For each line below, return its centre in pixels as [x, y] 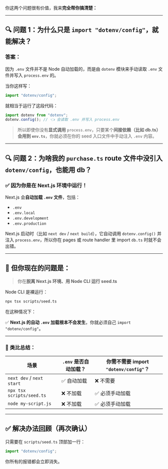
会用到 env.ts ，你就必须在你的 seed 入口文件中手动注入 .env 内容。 [87, 136]
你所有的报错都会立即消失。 [34, 461]
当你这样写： [18, 86]
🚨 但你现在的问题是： [38, 268]
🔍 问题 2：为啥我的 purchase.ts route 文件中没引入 [84, 158]
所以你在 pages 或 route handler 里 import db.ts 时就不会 [103, 240]
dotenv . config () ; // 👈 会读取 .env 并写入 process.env [62, 120]
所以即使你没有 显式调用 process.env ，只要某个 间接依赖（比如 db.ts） [89, 130]
